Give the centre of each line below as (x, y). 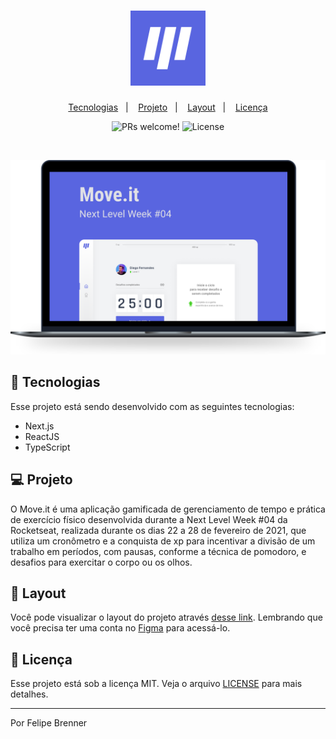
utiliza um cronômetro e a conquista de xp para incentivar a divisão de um (163, 541)
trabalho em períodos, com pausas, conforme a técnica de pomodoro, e (158, 551)
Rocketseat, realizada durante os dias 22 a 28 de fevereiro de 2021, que (158, 530)
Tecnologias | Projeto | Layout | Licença (168, 107)
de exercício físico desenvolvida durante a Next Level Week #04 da (149, 519)
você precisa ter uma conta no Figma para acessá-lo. (120, 628)
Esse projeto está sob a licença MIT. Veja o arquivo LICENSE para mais (156, 684)
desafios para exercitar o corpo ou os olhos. (101, 562)
